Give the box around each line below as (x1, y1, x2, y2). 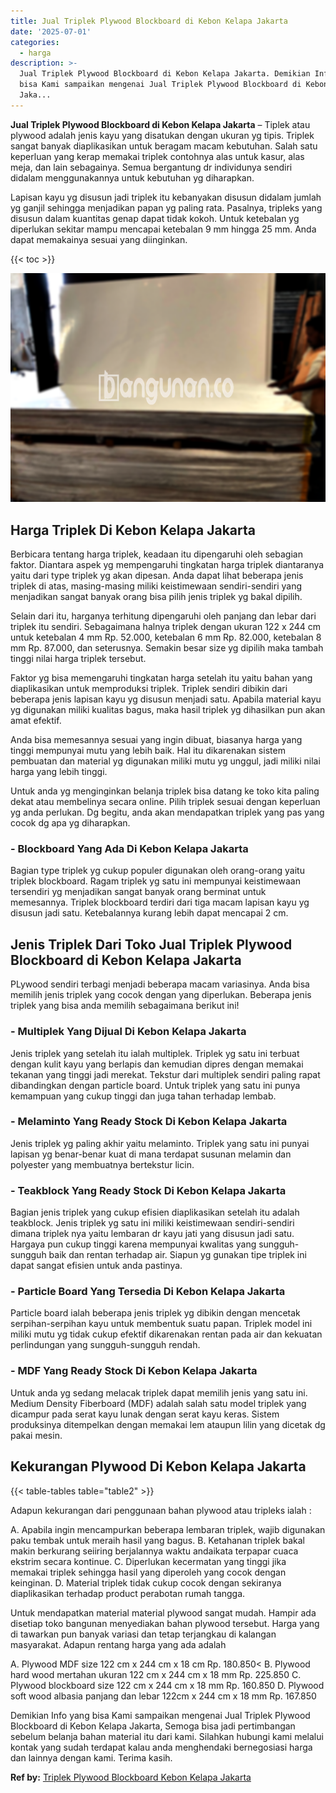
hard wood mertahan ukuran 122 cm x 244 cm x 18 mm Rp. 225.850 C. (10, 1668, 302, 1680)
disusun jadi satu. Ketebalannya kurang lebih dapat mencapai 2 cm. (10, 907, 289, 919)
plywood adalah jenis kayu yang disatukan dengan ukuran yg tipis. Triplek (10, 129, 315, 141)
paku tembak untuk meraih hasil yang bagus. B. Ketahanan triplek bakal (10, 1534, 305, 1546)
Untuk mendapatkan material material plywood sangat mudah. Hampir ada (10, 1606, 317, 1619)
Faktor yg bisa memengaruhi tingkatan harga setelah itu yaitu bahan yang (10, 672, 313, 684)
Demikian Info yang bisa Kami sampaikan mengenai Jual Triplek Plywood (10, 1709, 311, 1721)
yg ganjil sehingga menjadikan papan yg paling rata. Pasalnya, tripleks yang (10, 201, 323, 214)
